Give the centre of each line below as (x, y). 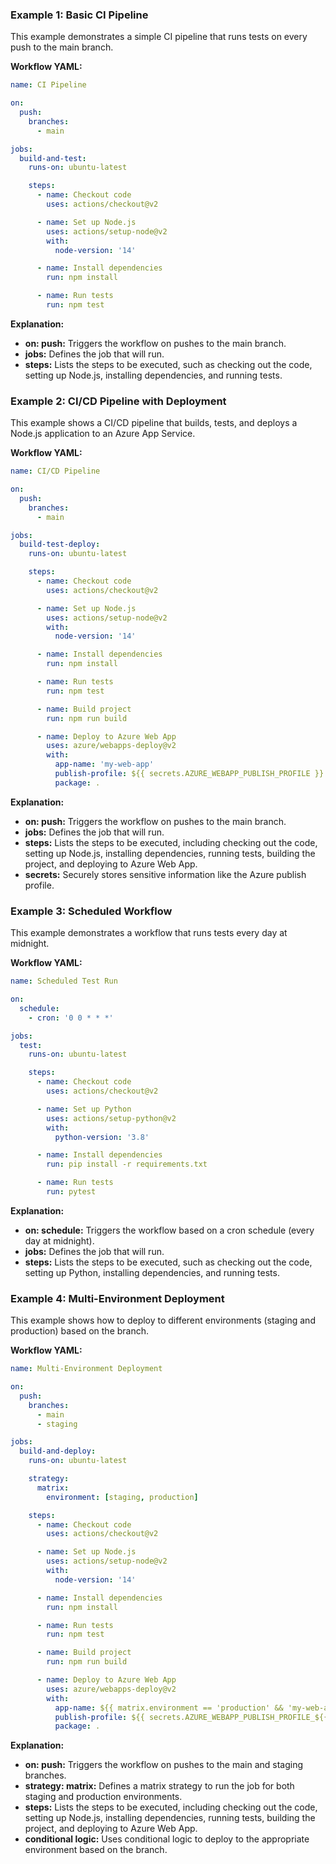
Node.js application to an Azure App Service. (103, 434)
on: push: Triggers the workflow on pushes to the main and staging (164, 1765)
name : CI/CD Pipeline (55, 471)
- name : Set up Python (84, 1109)
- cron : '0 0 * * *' (71, 1018)
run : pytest (71, 1192)
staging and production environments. (103, 1797)
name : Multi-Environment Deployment (86, 1369)
